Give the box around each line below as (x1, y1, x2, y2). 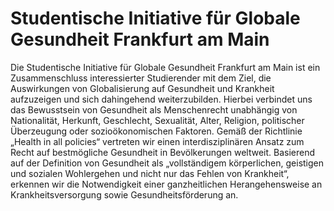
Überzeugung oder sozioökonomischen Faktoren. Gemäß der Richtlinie (10, 125, 303, 137)
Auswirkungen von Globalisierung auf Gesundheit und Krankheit (10, 82, 275, 94)
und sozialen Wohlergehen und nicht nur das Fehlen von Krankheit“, (10, 167, 290, 179)
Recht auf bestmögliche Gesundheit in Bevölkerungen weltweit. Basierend (10, 146, 315, 158)
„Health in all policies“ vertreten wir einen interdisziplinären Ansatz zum (10, 135, 305, 147)
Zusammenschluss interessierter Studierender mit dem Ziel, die (10, 72, 272, 84)
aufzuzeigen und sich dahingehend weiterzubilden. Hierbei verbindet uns (10, 93, 313, 105)
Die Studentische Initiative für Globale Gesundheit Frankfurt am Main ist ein (10, 61, 321, 73)
